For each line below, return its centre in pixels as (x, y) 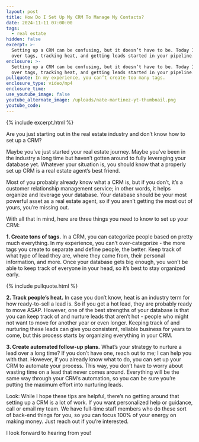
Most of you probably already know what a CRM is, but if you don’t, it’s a (95, 182)
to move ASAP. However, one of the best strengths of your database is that (98, 310)
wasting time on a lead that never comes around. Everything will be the (93, 372)
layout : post (22, 12)
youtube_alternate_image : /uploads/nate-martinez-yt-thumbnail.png (91, 100)
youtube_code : (24, 105)
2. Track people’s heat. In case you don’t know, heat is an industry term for (98, 297)
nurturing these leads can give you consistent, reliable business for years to (99, 329)
